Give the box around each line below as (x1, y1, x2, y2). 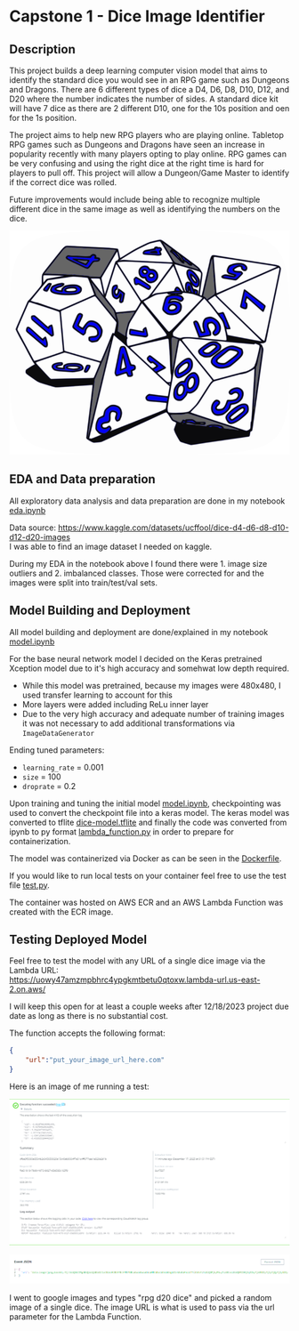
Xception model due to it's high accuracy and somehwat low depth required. (9, 663, 289, 674)
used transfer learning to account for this (21, 690, 174, 700)
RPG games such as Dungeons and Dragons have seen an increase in (9, 140, 265, 149)
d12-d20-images (9, 531, 71, 542)
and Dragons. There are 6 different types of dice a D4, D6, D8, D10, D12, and (9, 85, 290, 94)
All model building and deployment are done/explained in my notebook (9, 626, 269, 637)
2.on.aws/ (9, 984, 46, 995)
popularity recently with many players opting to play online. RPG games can (9, 149, 287, 159)
